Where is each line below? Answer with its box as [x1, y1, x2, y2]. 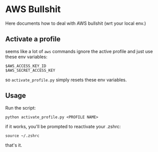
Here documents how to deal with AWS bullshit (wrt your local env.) [5, 20, 146, 26]
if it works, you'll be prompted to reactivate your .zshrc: [5, 123, 121, 129]
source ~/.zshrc [5, 133, 39, 138]
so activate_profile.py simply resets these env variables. [5, 77, 127, 83]
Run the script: [5, 105, 36, 111]
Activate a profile [5, 35, 61, 43]
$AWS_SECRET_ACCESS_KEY [5, 68, 56, 73]
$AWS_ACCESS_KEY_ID [5, 63, 47, 69]
